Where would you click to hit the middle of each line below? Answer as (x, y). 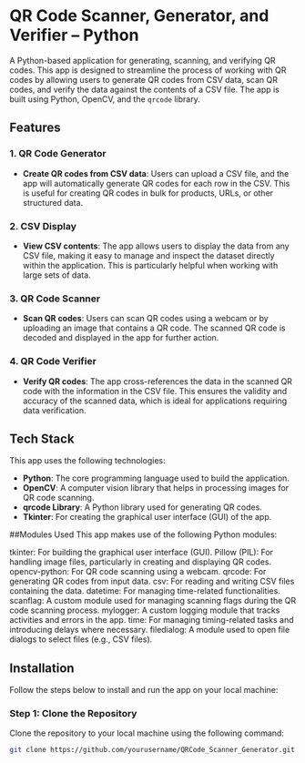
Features (35, 128)
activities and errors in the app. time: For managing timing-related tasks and (152, 620)
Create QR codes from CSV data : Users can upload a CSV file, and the (156, 173)
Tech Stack (42, 438)
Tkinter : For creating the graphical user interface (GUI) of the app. (147, 517)
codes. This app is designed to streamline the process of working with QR (148, 70)
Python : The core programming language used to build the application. (156, 478)
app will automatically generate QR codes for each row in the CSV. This (156, 183)
